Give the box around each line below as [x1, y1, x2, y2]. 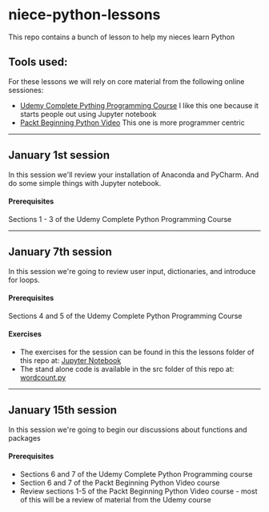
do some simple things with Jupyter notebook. [8, 178, 162, 187]
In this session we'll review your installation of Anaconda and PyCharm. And [8, 170, 259, 179]
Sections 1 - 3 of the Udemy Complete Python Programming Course [8, 214, 232, 224]
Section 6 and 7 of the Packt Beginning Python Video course [19, 478, 220, 487]
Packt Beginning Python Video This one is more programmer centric [19, 118, 246, 127]
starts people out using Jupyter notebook [19, 109, 157, 119]
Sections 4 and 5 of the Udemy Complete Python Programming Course [8, 311, 243, 321]
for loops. [8, 275, 40, 284]
